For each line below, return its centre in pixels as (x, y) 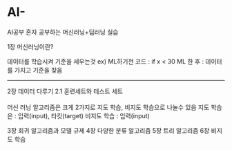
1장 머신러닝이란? (30, 46)
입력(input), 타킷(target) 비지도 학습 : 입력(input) (84, 115)
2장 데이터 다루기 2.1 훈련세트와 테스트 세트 (65, 91)
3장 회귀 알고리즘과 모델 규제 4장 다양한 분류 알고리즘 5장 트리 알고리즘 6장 (108, 130)
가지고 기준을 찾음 (38, 70)
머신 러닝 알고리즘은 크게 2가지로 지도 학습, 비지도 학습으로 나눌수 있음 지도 (108, 107)
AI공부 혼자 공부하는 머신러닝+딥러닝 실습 (63, 32)
